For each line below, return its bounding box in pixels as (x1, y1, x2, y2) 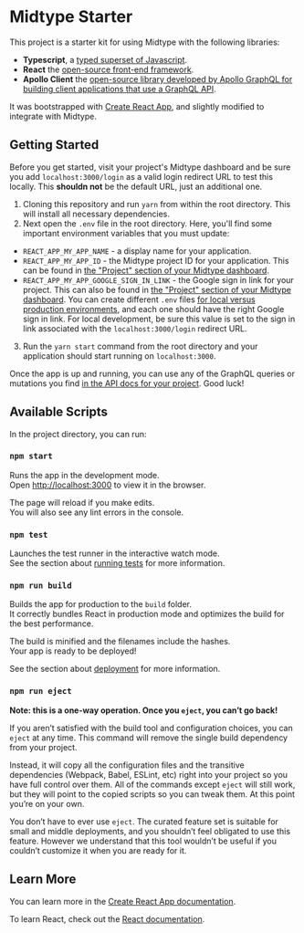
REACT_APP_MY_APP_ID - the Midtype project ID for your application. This (22, 255, 289, 266)
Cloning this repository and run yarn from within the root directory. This (22, 198, 291, 209)
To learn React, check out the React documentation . (9, 913, 205, 924)
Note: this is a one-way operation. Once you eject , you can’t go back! (9, 705, 278, 716)
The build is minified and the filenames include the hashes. (9, 636, 231, 647)
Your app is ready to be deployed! (9, 645, 137, 656)
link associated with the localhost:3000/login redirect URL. (22, 322, 247, 334)
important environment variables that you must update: (22, 227, 230, 238)
